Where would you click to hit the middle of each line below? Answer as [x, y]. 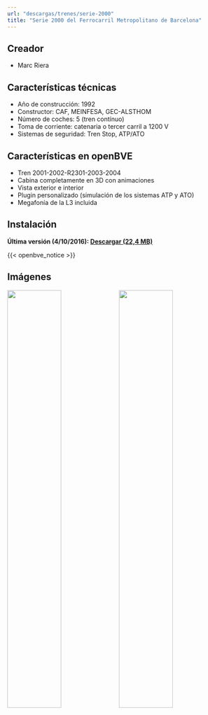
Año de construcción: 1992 [56, 104]
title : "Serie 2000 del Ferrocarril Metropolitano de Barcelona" [104, 20]
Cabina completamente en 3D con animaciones [86, 180]
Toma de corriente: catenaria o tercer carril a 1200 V [93, 127]
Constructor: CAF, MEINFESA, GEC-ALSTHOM [84, 112]
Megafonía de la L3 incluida [57, 202]
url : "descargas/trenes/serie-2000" [61, 14]
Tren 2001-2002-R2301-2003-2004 [69, 173]
